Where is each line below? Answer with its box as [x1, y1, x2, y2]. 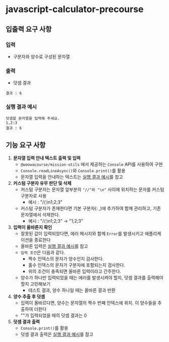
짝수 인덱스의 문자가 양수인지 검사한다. [28, 256, 104, 262]
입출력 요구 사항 [6, 25, 52, 33]
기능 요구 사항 [6, 141, 46, 149]
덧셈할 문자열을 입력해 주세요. [6, 116, 60, 121]
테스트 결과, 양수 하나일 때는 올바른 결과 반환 [28, 287, 116, 293]
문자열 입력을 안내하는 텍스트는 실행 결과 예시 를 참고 [20, 174, 123, 180]
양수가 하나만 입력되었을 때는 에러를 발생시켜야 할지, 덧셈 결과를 [20, 275, 146, 281]
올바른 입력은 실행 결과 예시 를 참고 [20, 243, 88, 249]
